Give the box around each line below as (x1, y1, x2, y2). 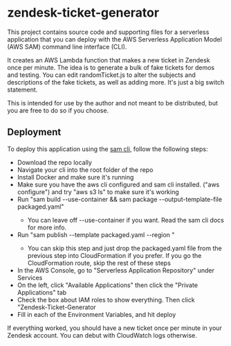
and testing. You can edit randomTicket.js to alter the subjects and (7, 71, 196, 79)
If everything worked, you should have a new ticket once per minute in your (7, 324, 223, 332)
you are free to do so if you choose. (7, 106, 109, 114)
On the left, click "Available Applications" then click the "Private (17, 281, 198, 289)
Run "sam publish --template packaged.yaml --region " (17, 230, 175, 239)
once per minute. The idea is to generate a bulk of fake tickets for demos (7, 63, 215, 71)
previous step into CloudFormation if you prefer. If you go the (27, 251, 202, 259)
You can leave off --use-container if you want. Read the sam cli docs (27, 216, 225, 224)
